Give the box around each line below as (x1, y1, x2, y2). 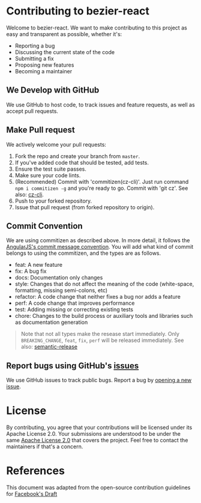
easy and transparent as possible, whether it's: (6, 30, 122, 37)
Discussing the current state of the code (14, 48, 115, 55)
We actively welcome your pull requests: (6, 141, 107, 148)
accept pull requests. (6, 107, 59, 115)
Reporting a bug (14, 42, 55, 49)
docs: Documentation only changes (14, 274, 103, 281)
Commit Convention (6, 221, 83, 231)
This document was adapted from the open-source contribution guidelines (6, 484, 191, 491)
